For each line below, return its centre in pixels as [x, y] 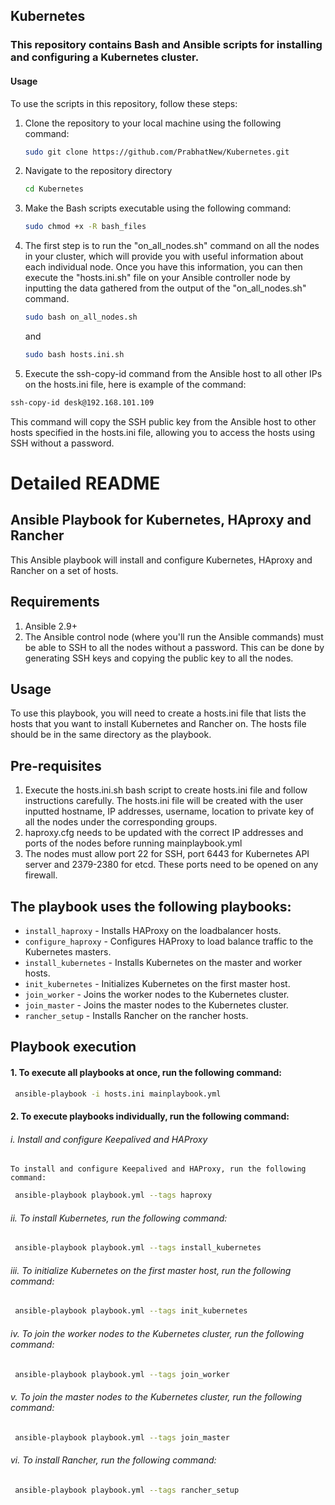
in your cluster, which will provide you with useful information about [164, 256]
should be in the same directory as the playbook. [111, 735]
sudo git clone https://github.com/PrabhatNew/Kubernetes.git [157, 152]
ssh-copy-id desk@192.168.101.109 [82, 402]
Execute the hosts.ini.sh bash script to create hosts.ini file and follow [166, 790]
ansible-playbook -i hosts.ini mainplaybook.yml [118, 1094]
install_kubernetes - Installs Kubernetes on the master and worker [163, 963]
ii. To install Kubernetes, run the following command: [119, 1218]
